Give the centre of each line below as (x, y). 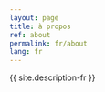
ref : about (30, 35)
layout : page (34, 18)
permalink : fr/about (49, 43)
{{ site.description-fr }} (52, 77)
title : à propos (40, 26)
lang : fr (26, 52)
